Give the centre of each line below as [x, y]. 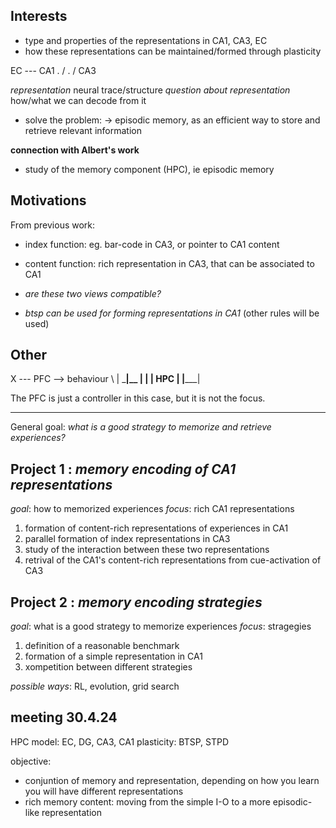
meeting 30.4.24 [64, 717]
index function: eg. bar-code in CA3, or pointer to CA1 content [152, 244]
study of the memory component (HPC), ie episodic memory [149, 169]
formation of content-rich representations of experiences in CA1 [156, 528]
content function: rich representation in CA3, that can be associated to [169, 263]
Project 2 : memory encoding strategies [136, 602]
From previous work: [53, 225]
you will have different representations [104, 791]
